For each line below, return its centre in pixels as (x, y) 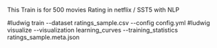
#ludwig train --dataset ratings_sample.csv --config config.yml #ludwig (108, 23)
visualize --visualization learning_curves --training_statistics (93, 30)
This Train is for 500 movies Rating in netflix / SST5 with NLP (93, 10)
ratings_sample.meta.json (43, 37)
